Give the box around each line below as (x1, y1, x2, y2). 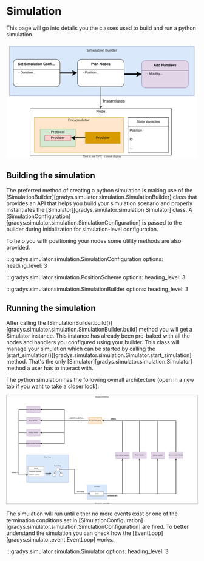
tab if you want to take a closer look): (6, 382, 99, 390)
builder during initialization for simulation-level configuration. (6, 225, 159, 233)
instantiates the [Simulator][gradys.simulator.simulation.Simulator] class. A (6, 206, 192, 213)
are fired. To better (141, 523, 189, 530)
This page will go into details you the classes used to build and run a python (6, 24, 196, 32)
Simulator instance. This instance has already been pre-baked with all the (6, 332, 190, 339)
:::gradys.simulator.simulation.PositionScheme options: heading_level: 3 (6, 273, 186, 280)
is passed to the (141, 219, 182, 226)
